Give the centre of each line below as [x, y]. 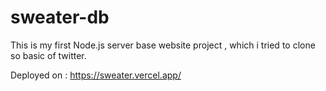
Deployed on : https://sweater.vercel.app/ [96, 75]
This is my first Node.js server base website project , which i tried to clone [163, 45]
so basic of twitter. [48, 55]
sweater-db [60, 17]
